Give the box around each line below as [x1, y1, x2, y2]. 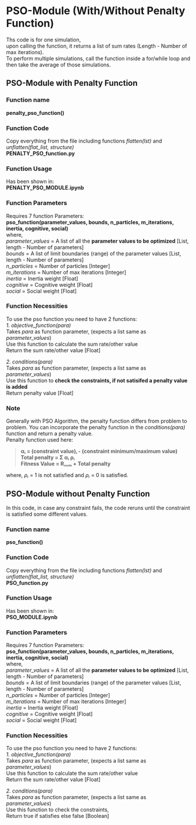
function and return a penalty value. [6, 430, 93, 437]
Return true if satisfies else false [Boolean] [6, 813, 109, 820]
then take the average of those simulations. [6, 61, 111, 68]
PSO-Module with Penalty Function [6, 78, 138, 88]
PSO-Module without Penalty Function [6, 489, 150, 499]
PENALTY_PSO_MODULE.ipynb [6, 184, 84, 191]
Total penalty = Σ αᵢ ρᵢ [20, 454, 75, 461]
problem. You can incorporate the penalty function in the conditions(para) [6, 424, 185, 431]
